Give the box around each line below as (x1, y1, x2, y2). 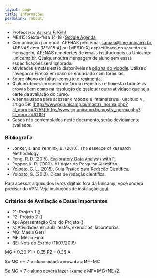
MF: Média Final (12, 234, 44, 240)
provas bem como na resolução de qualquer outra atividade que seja (12, 86, 149, 92)
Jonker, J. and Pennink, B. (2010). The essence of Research (12, 145, 131, 151)
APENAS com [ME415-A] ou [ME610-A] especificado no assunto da (12, 45, 146, 51)
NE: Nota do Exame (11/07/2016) (12, 240, 76, 245)
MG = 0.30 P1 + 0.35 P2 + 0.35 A (5, 249, 71, 255)
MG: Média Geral (12, 229, 46, 235)
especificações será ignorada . (12, 60, 72, 66)
